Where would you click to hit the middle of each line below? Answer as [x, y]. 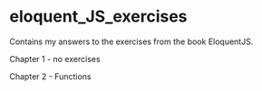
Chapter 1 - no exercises [55, 59]
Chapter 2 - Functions [50, 76]
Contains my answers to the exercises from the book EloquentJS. [131, 41]
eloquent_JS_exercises [98, 17]
